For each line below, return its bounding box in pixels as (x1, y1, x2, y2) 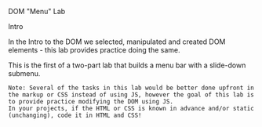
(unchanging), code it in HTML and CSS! (8, 111, 143, 119)
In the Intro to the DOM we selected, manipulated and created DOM (8, 37, 226, 46)
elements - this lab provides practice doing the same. (8, 45, 180, 54)
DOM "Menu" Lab (8, 7, 66, 16)
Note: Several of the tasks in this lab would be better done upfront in (8, 84, 255, 92)
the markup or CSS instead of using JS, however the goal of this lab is (8, 91, 255, 99)
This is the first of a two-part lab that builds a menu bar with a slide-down (8, 60, 246, 70)
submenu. (8, 69, 41, 78)
